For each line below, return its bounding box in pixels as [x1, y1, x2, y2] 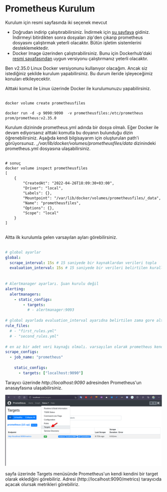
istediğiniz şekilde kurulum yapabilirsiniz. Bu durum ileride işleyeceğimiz [5, 70, 153, 76]
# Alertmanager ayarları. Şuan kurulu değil [5, 281, 99, 286]
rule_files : [5, 323, 30, 329]
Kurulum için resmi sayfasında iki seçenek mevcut [5, 19, 107, 25]
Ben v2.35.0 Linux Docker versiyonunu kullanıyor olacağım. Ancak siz [5, 65, 148, 71]
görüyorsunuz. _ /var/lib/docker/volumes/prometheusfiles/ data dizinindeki [5, 140, 156, 146]
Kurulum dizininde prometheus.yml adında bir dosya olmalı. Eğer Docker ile [5, 124, 159, 130]
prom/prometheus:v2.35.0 [5, 116, 57, 121]
